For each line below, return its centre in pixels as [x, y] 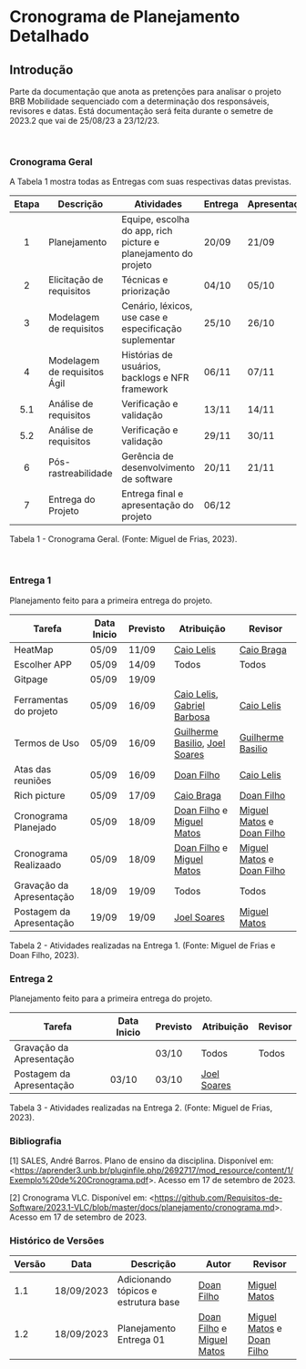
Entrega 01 [141, 1340]
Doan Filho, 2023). [45, 955]
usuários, [141, 366]
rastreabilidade [81, 474]
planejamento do [158, 254]
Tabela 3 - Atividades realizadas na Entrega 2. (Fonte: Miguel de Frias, [141, 1108]
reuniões [33, 781]
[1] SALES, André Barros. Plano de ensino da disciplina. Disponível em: [142, 1161]
